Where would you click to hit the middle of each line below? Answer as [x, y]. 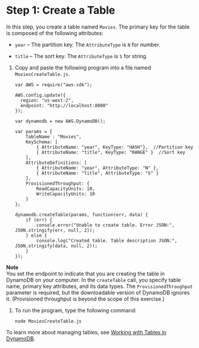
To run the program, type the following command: [75, 310]
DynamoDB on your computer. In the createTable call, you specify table [94, 280]
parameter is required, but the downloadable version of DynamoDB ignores [98, 292]
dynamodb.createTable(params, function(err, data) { [81, 214]
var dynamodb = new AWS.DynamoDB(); [60, 121]
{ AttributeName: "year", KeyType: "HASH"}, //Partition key [115, 147]
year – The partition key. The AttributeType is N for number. [87, 45]
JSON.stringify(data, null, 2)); [56, 246]
